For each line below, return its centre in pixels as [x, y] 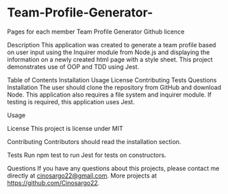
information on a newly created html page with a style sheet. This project [110, 59]
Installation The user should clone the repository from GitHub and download [114, 87]
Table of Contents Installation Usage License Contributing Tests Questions [112, 80]
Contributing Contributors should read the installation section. [94, 141]
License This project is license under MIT [65, 128]
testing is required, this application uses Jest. [71, 101]
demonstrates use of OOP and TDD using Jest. [73, 66]
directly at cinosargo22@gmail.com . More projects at [82, 175]
